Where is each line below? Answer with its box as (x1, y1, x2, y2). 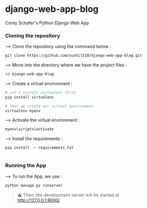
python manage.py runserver (5, 183, 63, 188)
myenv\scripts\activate (5, 127, 54, 132)
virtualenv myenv (5, 108, 41, 113)
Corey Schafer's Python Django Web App (5, 20, 89, 26)
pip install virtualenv (5, 95, 54, 100)
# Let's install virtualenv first (5, 90, 76, 95)
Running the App (5, 162, 46, 169)
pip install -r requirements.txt (5, 145, 74, 151)
